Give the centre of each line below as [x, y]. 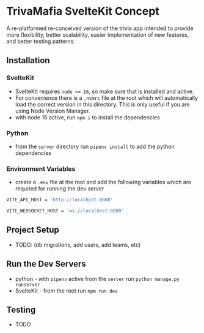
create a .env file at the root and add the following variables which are [103, 182]
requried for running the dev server [60, 189]
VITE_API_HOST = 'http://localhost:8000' [60, 200]
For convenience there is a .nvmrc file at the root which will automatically [107, 98]
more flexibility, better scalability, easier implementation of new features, [98, 34]
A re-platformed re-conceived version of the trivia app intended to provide [100, 28]
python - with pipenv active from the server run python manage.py [97, 279]
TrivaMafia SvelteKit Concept [83, 11]
